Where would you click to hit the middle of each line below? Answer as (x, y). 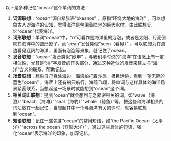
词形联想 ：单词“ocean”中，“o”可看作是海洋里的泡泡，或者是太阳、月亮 (87, 38)
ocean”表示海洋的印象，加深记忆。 (56, 133)
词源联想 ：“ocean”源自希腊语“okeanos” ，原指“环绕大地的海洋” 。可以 (87, 18)
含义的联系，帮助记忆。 (44, 69)
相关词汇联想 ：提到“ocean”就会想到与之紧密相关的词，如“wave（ (81, 95)
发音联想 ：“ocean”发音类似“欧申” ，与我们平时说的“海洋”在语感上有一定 (88, 57)
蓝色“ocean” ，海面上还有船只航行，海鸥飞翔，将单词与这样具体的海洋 (87, 82)
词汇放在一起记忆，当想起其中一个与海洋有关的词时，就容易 (75, 108)
